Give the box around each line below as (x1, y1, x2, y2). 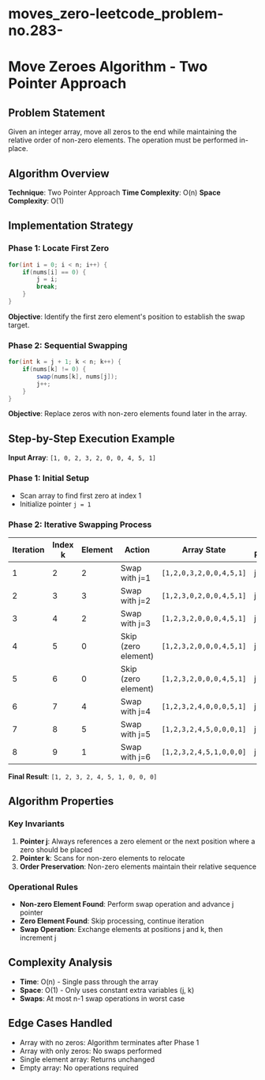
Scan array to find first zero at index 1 (19, 491, 142, 500)
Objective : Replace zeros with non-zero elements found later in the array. (8, 409, 248, 419)
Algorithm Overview (8, 167, 110, 180)
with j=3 (121, 618, 151, 629)
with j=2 (121, 595, 151, 606)
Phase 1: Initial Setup (8, 472, 89, 483)
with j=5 (121, 729, 151, 740)
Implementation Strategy (8, 219, 134, 233)
